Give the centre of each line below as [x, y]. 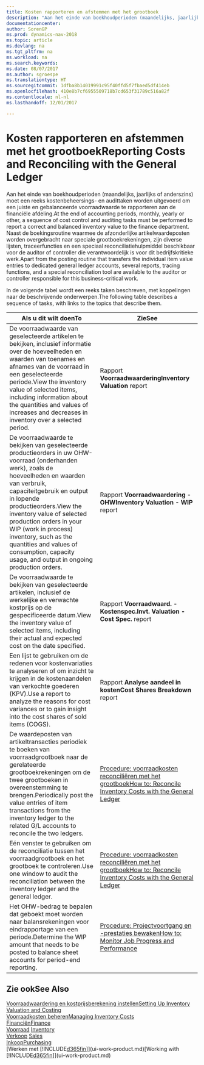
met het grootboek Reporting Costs [96, 151]
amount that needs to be [44, 944]
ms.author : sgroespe [32, 74]
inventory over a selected [46, 420]
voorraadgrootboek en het [47, 858]
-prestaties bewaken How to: [141, 933]
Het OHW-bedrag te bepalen [51, 906]
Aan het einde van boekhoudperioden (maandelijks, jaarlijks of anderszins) [100, 194]
